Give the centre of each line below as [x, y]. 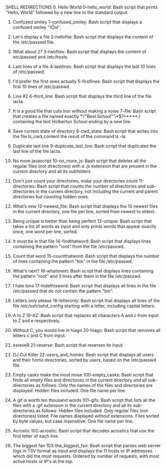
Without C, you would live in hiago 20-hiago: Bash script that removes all [86, 330]
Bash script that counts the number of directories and [91, 186]
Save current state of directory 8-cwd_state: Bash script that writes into [85, 131]
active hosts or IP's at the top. [43, 461]
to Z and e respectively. [36, 321]
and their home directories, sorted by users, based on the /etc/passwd [84, 360]
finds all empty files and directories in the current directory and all [80, 380]
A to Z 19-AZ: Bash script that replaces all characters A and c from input [86, 315]
